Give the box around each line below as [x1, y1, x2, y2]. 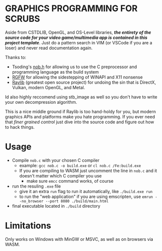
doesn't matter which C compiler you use [19, 173, 102, 178]
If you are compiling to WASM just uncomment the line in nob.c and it [19, 168, 157, 174]
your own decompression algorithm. [5, 99, 78, 105]
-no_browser [19, 198, 44, 204]
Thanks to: [5, 54, 27, 60]
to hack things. [5, 124, 35, 130]
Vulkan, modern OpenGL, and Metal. [12, 84, 85, 90]
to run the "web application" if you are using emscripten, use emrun [19, 193, 153, 199]
